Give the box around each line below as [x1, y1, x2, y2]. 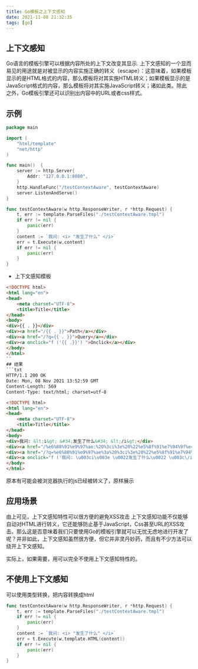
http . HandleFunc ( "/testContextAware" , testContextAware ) [16, 184, 160, 190]
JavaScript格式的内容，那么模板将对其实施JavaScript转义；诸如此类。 [6, 82, 177, 89]
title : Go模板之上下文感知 [6, 8, 65, 15]
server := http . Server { [16, 168, 75, 174]
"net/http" [16, 146, 44, 152]
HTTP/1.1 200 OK [6, 372, 46, 379]
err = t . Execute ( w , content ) [16, 239, 85, 245]
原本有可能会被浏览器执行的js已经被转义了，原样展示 [6, 477, 134, 484]
